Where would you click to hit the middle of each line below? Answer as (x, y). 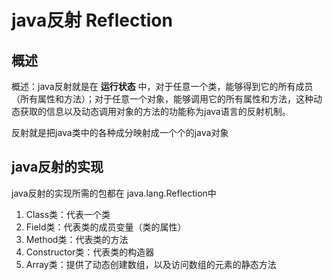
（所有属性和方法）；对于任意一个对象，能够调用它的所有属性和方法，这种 (162, 99)
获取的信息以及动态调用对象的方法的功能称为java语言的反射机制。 (155, 111)
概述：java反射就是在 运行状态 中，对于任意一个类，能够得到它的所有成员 (162, 86)
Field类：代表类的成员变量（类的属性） (106, 227)
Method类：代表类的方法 (77, 239)
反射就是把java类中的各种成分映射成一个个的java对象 (120, 132)
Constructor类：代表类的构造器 (90, 252)
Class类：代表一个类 (68, 214)
